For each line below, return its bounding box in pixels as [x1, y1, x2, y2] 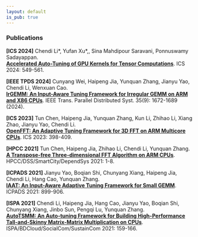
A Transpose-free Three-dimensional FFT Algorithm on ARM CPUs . [6, 151, 175, 158]
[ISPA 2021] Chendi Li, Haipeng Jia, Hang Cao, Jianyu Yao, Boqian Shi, [6, 200, 180, 207]
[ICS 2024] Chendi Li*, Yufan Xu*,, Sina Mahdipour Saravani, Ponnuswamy [6, 47, 189, 54]
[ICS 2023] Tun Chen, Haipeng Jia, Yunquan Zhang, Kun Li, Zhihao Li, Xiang [6, 114, 193, 122]
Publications [6, 34, 43, 42]
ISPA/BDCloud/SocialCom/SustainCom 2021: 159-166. [6, 225, 138, 232]
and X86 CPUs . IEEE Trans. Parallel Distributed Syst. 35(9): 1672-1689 [6, 96, 178, 104]
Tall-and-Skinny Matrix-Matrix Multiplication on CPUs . [6, 218, 143, 226]
